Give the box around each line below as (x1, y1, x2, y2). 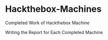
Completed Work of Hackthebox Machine (5, 20, 90, 26)
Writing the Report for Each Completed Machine (5, 29, 103, 35)
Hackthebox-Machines (5, 3, 102, 15)
